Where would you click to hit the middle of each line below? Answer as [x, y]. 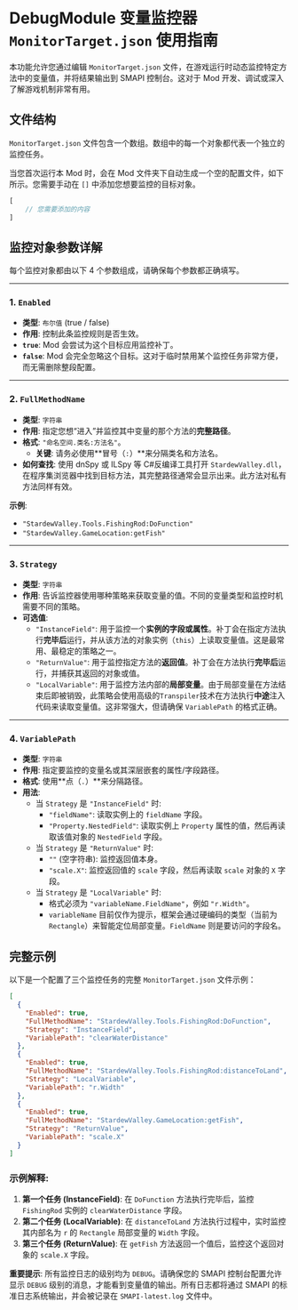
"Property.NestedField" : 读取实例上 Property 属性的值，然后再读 [167, 826]
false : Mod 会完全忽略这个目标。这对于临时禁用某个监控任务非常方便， [153, 356]
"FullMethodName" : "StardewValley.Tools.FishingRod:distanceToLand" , [157, 1071]
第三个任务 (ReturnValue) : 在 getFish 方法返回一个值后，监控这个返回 [149, 1243]
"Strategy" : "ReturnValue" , [77, 1129]
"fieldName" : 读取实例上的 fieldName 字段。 [128, 815]
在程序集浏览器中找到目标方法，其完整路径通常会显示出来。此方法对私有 [154, 475]
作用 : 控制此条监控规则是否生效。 [82, 334]
